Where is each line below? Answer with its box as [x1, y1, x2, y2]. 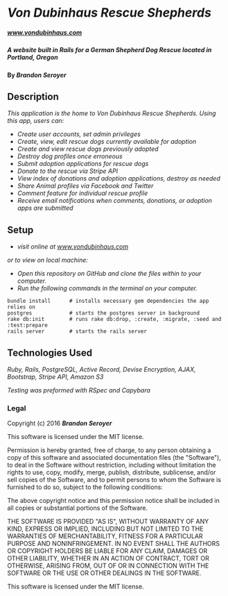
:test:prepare [7, 322, 49, 329]
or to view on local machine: [7, 256, 89, 265]
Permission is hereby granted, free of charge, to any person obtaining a [7, 446, 211, 454]
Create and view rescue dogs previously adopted [17, 144, 159, 154]
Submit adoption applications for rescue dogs [17, 160, 149, 168]
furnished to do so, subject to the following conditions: [7, 483, 163, 491]
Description [7, 90, 59, 102]
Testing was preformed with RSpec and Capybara [7, 386, 151, 394]
